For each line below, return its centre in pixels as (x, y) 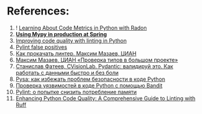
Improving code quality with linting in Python (71, 40)
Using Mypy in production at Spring (61, 34)
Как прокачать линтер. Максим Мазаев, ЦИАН (76, 53)
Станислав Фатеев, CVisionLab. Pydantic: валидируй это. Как (94, 66)
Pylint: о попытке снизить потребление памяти (76, 92)
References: (38, 11)
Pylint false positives (41, 47)
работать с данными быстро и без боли (67, 72)
